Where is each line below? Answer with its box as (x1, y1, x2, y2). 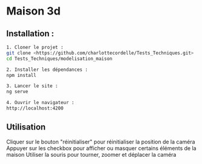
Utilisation (6, 122, 46, 133)
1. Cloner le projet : (6, 44, 64, 50)
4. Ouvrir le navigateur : (6, 100, 75, 106)
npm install (6, 72, 36, 78)
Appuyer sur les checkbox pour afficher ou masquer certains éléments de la (6, 144, 197, 152)
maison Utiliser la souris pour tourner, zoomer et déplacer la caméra (6, 151, 177, 158)
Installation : (6, 28, 55, 39)
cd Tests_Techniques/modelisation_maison (6, 56, 113, 62)
